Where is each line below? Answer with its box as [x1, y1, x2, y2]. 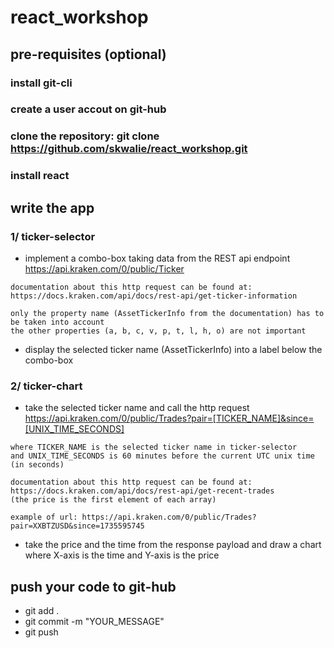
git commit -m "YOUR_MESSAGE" [24, 616, 165, 628]
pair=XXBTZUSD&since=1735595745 [10, 521, 145, 531]
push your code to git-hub [10, 578, 177, 595]
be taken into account [10, 317, 105, 327]
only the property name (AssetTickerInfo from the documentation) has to [10, 308, 325, 318]
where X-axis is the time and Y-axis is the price [24, 549, 220, 561]
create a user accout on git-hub [10, 102, 167, 116]
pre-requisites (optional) [10, 46, 167, 63]
